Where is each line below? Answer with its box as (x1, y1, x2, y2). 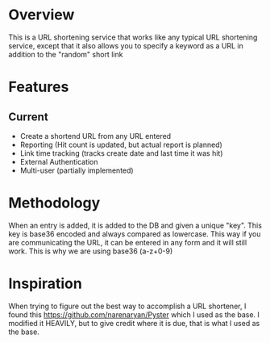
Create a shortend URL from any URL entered (19, 131, 172, 140)
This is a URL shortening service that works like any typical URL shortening (8, 32, 258, 42)
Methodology (8, 194, 101, 212)
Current (8, 110, 48, 123)
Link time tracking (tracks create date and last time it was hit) (19, 148, 223, 158)
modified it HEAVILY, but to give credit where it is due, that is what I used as (8, 318, 260, 328)
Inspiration (8, 274, 82, 293)
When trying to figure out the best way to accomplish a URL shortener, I (8, 301, 247, 311)
